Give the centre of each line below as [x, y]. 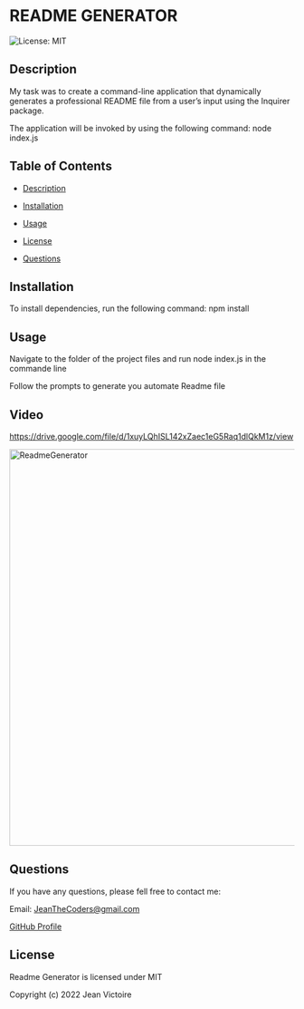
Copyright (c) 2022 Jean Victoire [71, 994]
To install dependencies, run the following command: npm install [129, 308]
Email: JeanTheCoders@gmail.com [75, 908]
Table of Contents [61, 166]
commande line [38, 369]
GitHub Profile [36, 927]
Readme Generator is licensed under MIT [86, 976]
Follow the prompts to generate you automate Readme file [118, 386]
